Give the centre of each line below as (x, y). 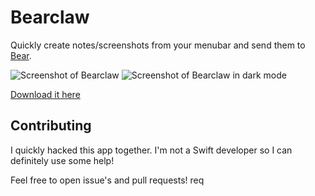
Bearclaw (50, 17)
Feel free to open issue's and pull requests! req (107, 180)
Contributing (51, 126)
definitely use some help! (62, 160)
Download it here (45, 94)
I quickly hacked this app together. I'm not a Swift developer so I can (151, 150)
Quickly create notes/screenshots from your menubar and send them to (158, 45)
